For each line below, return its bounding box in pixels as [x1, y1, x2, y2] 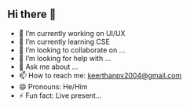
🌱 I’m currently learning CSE [18, 37, 111, 46]
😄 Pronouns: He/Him [18, 81, 88, 91]
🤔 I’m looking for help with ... [18, 53, 111, 63]
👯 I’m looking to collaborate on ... [18, 45, 126, 55]
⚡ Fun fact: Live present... [18, 91, 102, 100]
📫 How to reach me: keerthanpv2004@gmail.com [18, 70, 182, 80]
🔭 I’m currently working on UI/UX [18, 28, 126, 38]
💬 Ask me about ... [18, 62, 79, 71]
